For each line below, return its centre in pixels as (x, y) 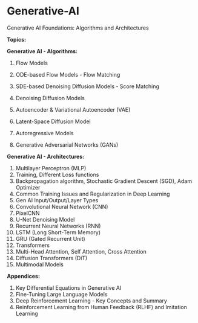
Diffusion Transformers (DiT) (51, 258)
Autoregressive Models (45, 133)
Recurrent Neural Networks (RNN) (58, 226)
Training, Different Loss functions (57, 174)
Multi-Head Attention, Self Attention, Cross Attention (81, 251)
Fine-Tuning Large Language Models (61, 294)
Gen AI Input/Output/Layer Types (57, 200)
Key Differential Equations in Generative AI (68, 287)
